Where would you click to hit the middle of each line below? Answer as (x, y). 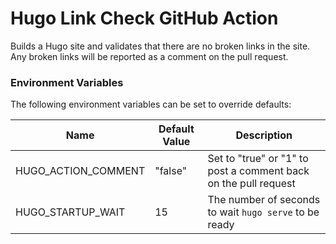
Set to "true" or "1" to (258, 159)
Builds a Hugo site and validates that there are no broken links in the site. (160, 46)
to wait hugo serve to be (263, 212)
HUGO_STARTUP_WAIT (70, 212)
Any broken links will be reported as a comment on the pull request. (149, 56)
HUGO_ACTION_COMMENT (80, 171)
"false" (171, 171)
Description (264, 135)
